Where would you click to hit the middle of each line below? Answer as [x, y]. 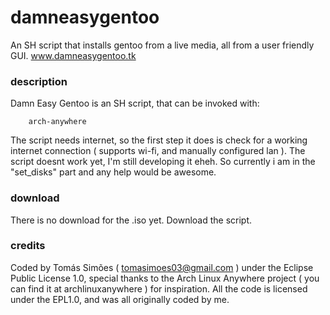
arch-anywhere [57, 122]
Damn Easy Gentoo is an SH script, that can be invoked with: [135, 103]
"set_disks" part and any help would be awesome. [113, 172]
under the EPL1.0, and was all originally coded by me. [120, 299]
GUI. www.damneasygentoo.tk [73, 55]
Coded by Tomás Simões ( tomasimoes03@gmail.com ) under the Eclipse [162, 267]
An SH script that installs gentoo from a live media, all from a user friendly [162, 45]
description [39, 81]
